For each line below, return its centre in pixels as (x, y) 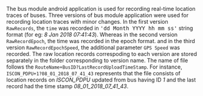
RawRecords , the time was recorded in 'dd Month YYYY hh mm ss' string (100, 28)
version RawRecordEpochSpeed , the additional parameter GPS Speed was (93, 47)
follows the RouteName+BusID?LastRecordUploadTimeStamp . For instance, (94, 67)
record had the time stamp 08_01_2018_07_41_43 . (67, 86)
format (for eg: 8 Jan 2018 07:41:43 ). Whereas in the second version (92, 35)
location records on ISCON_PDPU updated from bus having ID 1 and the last (101, 80)
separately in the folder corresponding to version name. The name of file (97, 60)
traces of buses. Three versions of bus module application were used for (98, 15)
